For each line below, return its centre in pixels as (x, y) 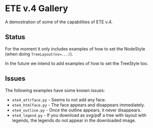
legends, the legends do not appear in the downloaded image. (74, 120)
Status (15, 37)
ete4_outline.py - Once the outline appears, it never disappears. (76, 110)
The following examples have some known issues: (55, 90)
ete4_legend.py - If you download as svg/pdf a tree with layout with (79, 115)
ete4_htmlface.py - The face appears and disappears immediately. (78, 105)
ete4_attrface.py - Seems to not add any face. (59, 99)
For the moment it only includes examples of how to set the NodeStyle (75, 48)
